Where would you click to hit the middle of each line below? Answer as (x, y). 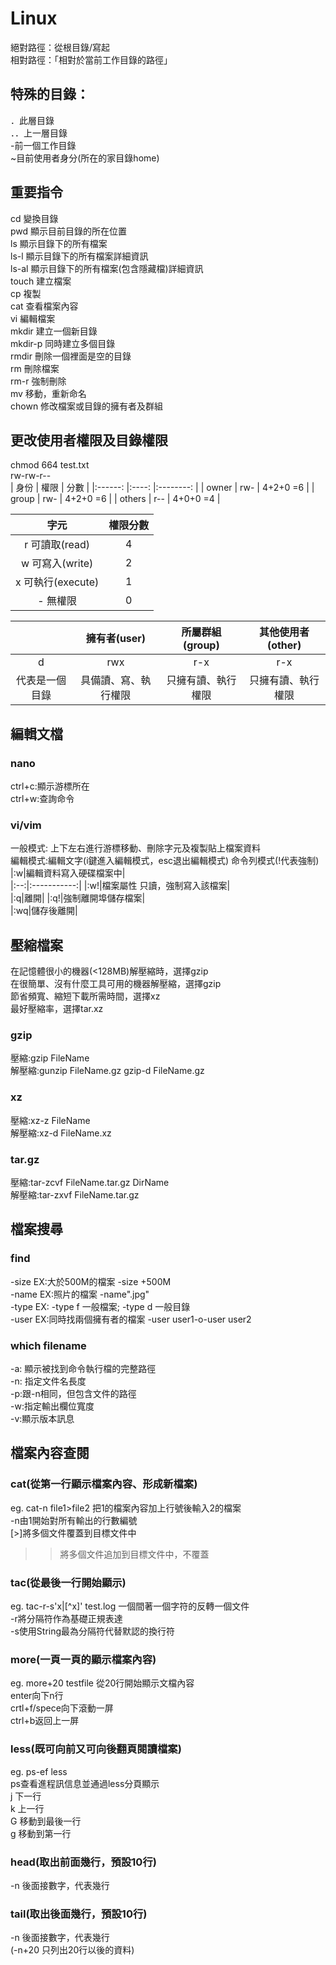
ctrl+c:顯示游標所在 (50, 786)
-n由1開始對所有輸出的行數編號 (74, 1520)
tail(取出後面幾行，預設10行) (79, 1914)
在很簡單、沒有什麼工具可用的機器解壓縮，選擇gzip (116, 984)
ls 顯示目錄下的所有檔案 (59, 243)
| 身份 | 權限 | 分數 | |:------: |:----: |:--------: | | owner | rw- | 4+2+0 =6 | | (162, 488)
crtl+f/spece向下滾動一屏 (62, 1708)
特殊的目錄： (50, 94)
